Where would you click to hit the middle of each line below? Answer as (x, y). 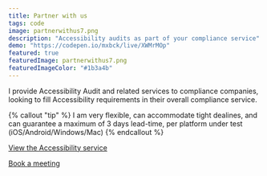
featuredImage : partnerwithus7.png (68, 61)
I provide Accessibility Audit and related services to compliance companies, (133, 91)
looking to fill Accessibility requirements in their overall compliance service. (133, 99)
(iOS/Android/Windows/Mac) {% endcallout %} (86, 132)
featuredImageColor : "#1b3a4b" (61, 68)
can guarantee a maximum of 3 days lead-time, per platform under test (125, 123)
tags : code (26, 23)
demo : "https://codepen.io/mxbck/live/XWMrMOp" (89, 46)
